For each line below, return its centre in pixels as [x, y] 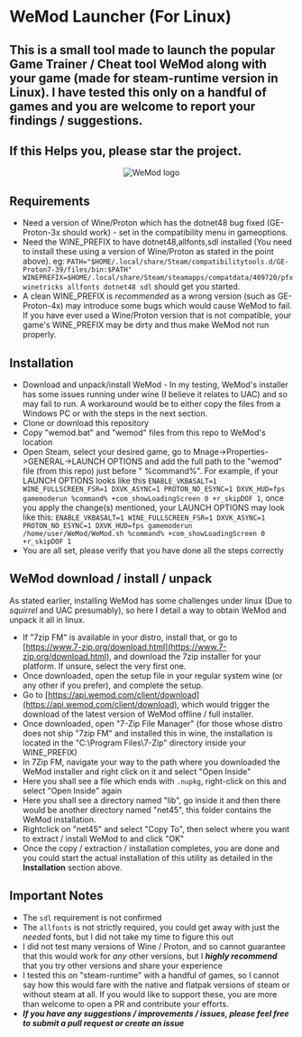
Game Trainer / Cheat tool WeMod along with [138, 64]
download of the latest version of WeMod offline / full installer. [138, 714]
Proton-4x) [43, 306]
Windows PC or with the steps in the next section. [115, 413]
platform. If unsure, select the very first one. [104, 666]
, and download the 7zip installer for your [185, 656]
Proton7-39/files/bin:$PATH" [77, 270]
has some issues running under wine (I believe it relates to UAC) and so [155, 394]
